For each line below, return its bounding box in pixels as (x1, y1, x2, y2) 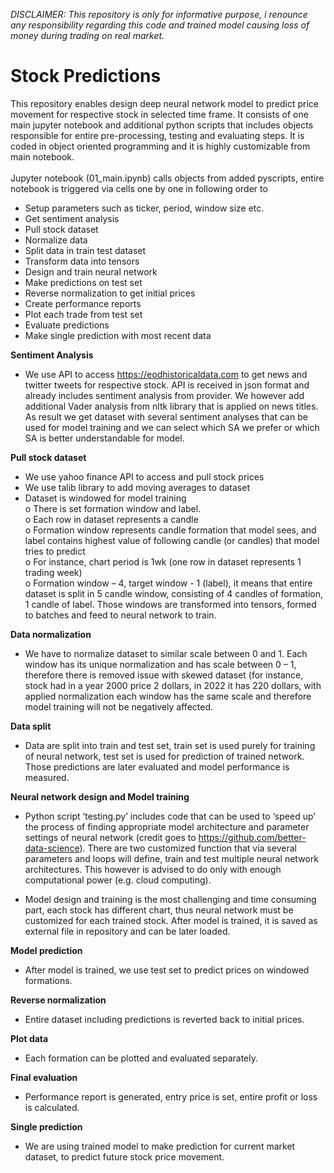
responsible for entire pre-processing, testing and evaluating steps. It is (10, 129, 305, 141)
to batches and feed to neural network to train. (24, 609, 217, 621)
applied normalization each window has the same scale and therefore (24, 690, 312, 702)
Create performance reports (24, 297, 142, 309)
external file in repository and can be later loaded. (24, 925, 231, 937)
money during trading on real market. (10, 30, 165, 41)
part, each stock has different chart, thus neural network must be (24, 904, 294, 916)
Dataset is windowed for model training (24, 492, 187, 504)
